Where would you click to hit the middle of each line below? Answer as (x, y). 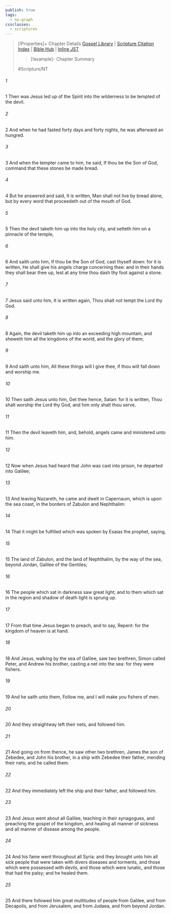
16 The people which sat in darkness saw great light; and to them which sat (84, 592)
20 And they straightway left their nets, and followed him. (66, 724)
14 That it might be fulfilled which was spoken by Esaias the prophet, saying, (86, 531)
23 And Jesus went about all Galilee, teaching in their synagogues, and (80, 818)
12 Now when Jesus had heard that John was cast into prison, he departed (84, 465)
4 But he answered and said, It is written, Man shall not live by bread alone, (84, 196)
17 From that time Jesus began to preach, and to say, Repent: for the (77, 625)
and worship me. (23, 371)
